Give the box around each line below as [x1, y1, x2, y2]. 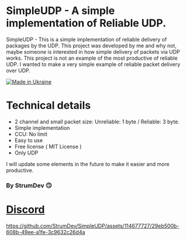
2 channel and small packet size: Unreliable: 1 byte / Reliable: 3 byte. [14, 118, 180, 125]
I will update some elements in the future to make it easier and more [6, 160, 170, 167]
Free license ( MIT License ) [14, 143, 82, 150]
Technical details [6, 99, 91, 112]
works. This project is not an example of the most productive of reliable [6, 54, 178, 61]
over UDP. [6, 67, 31, 74]
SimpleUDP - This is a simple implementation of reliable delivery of [6, 36, 167, 43]
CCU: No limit [14, 130, 48, 137]
